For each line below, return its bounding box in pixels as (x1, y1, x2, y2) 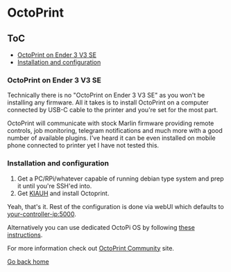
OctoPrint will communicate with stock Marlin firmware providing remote (7, 119, 214, 127)
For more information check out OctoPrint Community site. (7, 244, 175, 252)
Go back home (7, 257, 50, 266)
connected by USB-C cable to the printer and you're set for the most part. (7, 106, 219, 114)
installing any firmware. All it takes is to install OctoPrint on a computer (7, 98, 209, 107)
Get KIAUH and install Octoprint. (17, 189, 110, 197)
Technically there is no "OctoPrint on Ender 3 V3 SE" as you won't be (7, 91, 205, 100)
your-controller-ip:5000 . (7, 210, 76, 218)
